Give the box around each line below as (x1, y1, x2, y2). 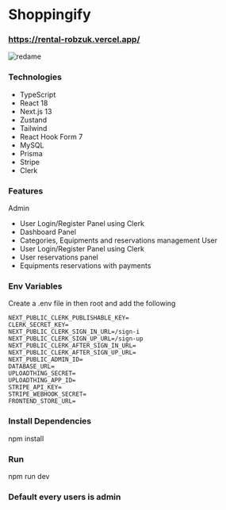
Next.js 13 (19, 106, 52, 116)
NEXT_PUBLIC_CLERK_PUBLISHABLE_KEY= (8, 314, 129, 322)
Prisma (19, 148, 44, 158)
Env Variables (8, 281, 63, 291)
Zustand (19, 115, 48, 125)
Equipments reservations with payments (19, 261, 151, 270)
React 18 (19, 98, 48, 108)
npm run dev (8, 471, 50, 481)
